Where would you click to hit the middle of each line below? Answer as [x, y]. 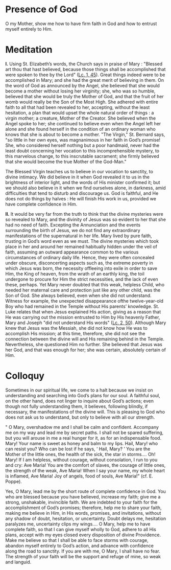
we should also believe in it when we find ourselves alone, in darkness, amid [86, 188]
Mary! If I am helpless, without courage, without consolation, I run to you [81, 460]
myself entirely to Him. [29, 29]
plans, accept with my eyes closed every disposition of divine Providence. [83, 535]
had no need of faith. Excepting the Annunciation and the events [73, 225]
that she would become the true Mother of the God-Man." [66, 162]
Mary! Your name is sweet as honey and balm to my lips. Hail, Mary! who [82, 443]
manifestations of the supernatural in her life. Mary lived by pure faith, [79, 236]
